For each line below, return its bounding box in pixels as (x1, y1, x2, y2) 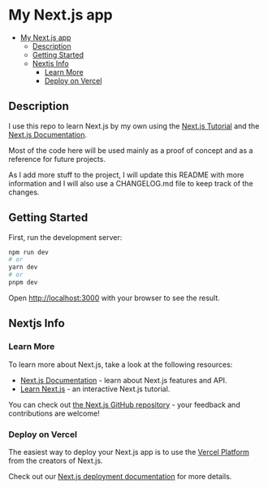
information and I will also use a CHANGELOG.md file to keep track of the (8, 178, 253, 188)
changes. (8, 187, 40, 197)
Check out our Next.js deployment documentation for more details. (8, 471, 232, 481)
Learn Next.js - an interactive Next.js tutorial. (19, 384, 171, 394)
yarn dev (8, 263, 38, 272)
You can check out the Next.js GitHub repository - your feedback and (8, 399, 241, 409)
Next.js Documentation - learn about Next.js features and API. (19, 375, 227, 385)
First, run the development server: (8, 232, 123, 242)
